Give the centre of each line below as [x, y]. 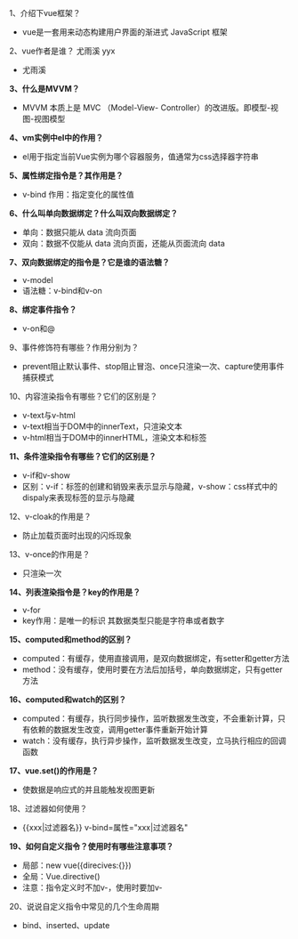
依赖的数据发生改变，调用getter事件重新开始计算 [119, 729]
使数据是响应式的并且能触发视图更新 [89, 789]
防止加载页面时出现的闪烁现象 [77, 535]
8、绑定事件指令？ [43, 309]
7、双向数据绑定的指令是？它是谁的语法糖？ [90, 262]
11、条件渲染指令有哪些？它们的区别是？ [83, 456]
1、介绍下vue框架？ [45, 13]
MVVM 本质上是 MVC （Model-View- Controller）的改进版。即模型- [146, 108]
